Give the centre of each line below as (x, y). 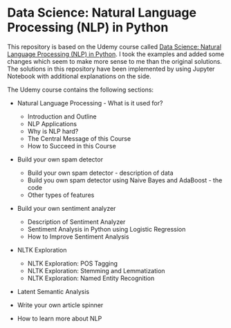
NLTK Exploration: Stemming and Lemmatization (96, 270)
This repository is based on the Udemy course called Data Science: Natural (114, 46)
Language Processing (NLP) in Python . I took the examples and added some (116, 54)
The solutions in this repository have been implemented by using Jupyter (111, 69)
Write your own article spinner (60, 305)
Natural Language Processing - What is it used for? (90, 103)
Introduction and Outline (62, 116)
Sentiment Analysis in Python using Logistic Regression (107, 229)
